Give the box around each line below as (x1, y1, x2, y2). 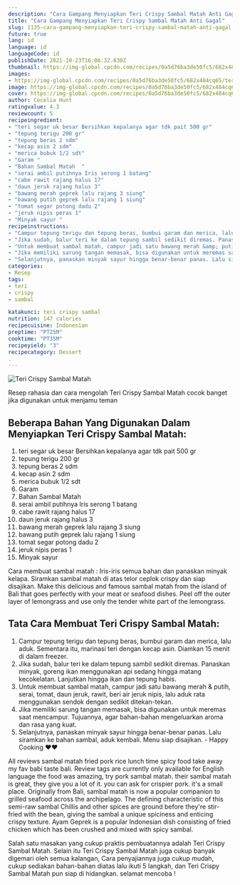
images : (8, 70, 31, 77)
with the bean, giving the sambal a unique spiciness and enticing (23, 809, 214, 818)
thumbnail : (8, 64, 41, 71)
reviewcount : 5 (8, 110, 53, 117)
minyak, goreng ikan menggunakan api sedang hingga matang (18, 667, 202, 675)
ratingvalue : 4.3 (8, 103, 60, 111)
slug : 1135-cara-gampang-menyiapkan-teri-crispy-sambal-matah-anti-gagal (8, 24, 232, 31)
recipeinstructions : (8, 223, 70, 230)
